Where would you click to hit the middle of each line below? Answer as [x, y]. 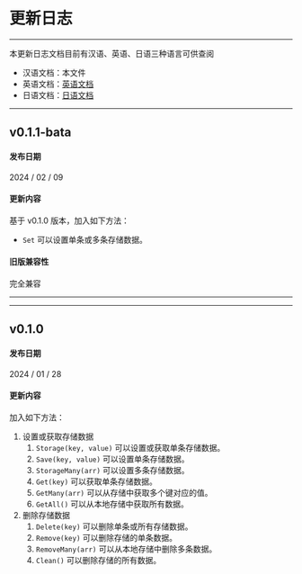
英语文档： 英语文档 [58, 84]
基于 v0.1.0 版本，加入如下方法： [70, 220]
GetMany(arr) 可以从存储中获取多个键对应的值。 [124, 492]
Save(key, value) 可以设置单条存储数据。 [113, 459]
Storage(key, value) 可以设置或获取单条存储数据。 [130, 447]
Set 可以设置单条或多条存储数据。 [85, 239]
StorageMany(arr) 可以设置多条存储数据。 [113, 470]
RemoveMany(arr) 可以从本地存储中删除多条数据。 [126, 549]
